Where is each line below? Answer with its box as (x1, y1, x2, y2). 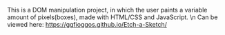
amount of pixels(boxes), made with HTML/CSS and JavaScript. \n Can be (7, 13, 218, 21)
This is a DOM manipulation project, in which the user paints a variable (7, 6, 208, 14)
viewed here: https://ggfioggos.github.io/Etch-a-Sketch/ (7, 21, 168, 28)
